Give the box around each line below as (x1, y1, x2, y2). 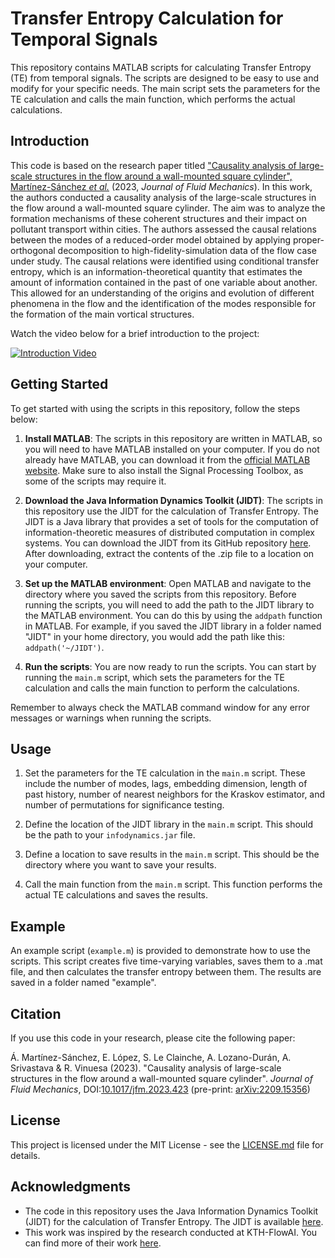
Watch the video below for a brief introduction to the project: (10, 327, 260, 339)
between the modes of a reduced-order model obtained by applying (10, 233, 292, 246)
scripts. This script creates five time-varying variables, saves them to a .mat (10, 955, 323, 967)
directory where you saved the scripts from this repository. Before (24, 588, 297, 600)
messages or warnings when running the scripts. (10, 712, 212, 724)
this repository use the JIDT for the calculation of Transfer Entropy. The (24, 505, 319, 517)
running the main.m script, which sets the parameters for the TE (24, 671, 285, 683)
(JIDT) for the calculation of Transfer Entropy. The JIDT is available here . (24, 1215, 324, 1227)
